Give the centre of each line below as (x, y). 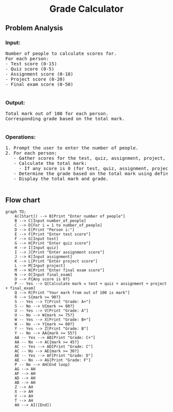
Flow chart (23, 200)
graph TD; (16, 212)
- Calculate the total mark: (50, 163)
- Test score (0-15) (31, 64)
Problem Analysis (34, 28)
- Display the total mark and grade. (61, 179)
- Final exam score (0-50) (39, 84)
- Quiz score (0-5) (30, 69)
